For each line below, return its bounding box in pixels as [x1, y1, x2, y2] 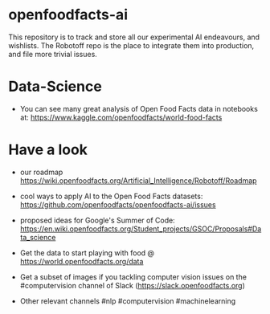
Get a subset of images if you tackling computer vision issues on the [19, 271, 247, 282]
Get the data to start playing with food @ [19, 247, 155, 258]
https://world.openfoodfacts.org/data [19, 256, 144, 266]
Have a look [8, 141, 88, 159]
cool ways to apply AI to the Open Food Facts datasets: [19, 191, 203, 201]
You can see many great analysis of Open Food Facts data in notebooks [19, 104, 259, 113]
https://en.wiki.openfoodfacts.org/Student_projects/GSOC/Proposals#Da [19, 223, 262, 234]
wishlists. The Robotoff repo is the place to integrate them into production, [8, 40, 255, 50]
